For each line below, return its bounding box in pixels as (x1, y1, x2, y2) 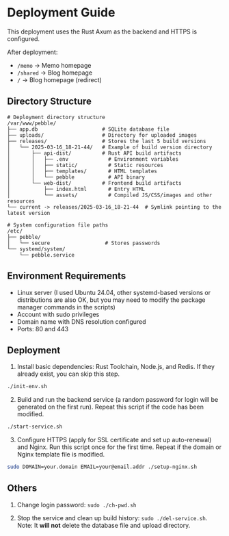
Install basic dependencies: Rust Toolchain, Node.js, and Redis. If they (16, 363, 215, 371)
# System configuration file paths (7, 221, 109, 229)
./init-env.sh (7, 383, 48, 390)
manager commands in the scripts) (16, 303, 116, 311)
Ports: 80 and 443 (16, 324, 69, 333)
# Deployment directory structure (7, 114, 106, 120)
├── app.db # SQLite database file (7, 125, 170, 133)
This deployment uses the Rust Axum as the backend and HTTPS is (7, 27, 197, 36)
